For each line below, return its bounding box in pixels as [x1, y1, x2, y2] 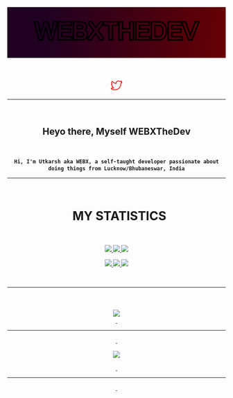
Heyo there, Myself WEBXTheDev [42, 125, 191, 138]
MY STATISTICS [72, 208, 166, 224]
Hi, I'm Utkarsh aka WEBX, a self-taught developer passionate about [13, 158, 220, 165]
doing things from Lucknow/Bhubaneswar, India [48, 165, 185, 172]
